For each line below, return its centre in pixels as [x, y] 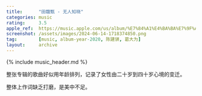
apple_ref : [20, 28]
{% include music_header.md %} [47, 62]
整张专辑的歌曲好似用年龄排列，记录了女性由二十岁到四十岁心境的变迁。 [96, 74]
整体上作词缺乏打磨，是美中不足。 [48, 86]
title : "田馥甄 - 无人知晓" [45, 12]
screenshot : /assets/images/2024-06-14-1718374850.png [76, 34]
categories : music [29, 17]
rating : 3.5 [26, 23]
